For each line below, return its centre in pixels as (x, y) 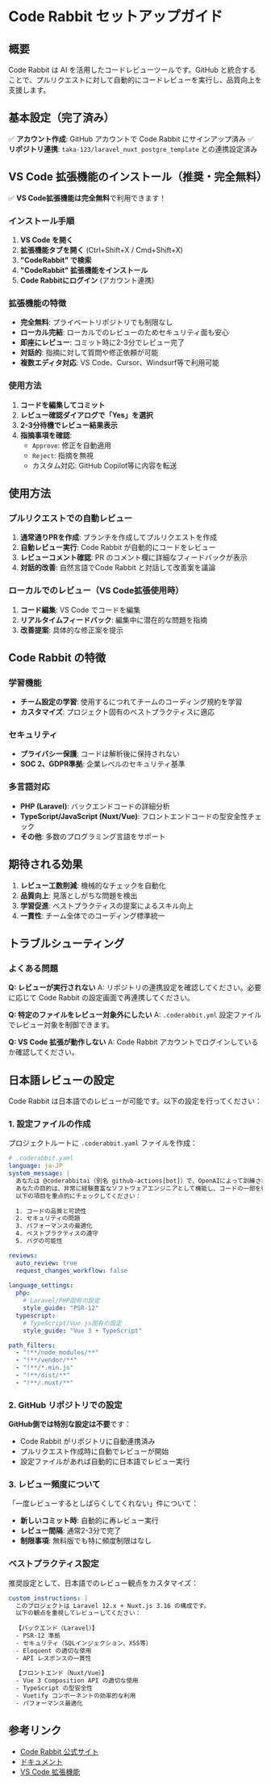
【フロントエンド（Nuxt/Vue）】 (62, 1673)
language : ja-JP (35, 1166)
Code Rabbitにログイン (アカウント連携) (87, 280)
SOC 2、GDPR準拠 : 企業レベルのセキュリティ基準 (102, 764)
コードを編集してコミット (63, 405)
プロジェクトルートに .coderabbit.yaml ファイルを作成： (103, 1143)
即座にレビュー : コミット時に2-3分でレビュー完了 (102, 342)
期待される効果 (46, 865)
